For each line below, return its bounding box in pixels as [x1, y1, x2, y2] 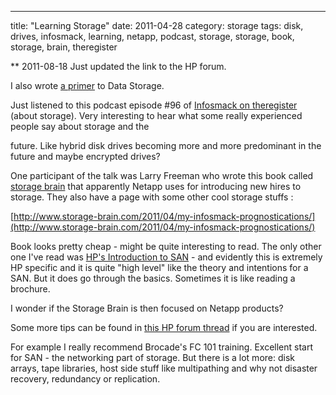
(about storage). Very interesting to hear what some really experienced [10, 110, 303, 121]
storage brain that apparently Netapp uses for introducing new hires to [10, 181, 302, 192]
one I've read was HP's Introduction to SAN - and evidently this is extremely [10, 251, 323, 263]
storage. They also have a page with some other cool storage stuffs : [10, 191, 294, 203]
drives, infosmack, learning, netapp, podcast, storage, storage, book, [10, 31, 295, 42]
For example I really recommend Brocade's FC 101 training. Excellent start [10, 341, 314, 353]
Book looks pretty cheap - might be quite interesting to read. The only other [10, 241, 322, 252]
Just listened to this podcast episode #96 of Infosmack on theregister [10, 99, 298, 111]
